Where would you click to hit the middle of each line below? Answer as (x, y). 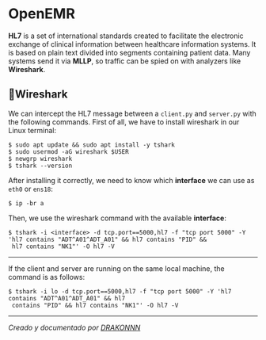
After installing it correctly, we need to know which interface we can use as (131, 180)
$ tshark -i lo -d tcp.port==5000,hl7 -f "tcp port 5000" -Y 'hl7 (120, 291)
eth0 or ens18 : (31, 189)
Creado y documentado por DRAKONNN (74, 327)
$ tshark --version (40, 166)
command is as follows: (47, 277)
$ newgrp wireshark (40, 159)
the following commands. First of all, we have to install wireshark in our (124, 122)
